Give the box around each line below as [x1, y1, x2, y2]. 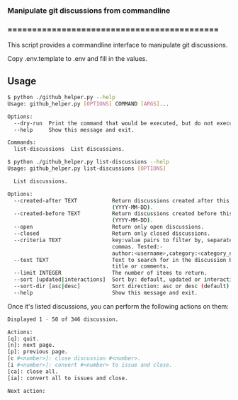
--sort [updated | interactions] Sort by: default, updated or [13, 276, 201, 283]
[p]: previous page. [7, 348, 69, 355]
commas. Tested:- [112, 243, 163, 250]
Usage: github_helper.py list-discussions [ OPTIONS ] [7, 165, 166, 172]
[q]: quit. [7, 335, 40, 342]
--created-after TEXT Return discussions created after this [13, 197, 230, 204]
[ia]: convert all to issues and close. [7, 375, 129, 382]
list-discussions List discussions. [13, 146, 125, 153]
